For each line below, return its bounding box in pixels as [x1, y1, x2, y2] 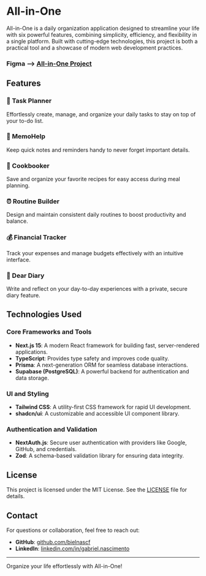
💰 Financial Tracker [6, 233, 67, 242]
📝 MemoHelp [6, 132, 46, 141]
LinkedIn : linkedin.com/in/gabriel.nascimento [15, 545, 130, 552]
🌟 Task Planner [6, 97, 52, 105]
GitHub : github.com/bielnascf [15, 538, 91, 545]
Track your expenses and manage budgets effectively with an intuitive [6, 249, 184, 256]
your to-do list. [6, 117, 44, 124]
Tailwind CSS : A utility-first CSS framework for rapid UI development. [15, 403, 191, 411]
